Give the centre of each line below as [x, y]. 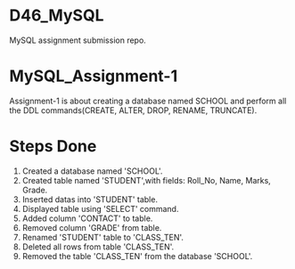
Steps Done [53, 147]
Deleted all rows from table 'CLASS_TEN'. [98, 247]
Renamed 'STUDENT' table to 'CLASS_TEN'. [103, 237]
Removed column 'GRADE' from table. [92, 227]
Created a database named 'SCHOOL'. [92, 171]
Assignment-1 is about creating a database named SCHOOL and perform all [148, 101]
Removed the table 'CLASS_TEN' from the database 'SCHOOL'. [137, 256]
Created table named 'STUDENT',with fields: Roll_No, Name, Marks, [147, 180]
